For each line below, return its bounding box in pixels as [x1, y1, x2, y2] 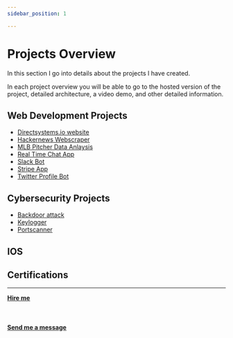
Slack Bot [17, 157, 45, 166]
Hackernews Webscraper [17, 136, 90, 144]
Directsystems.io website [17, 128, 89, 136]
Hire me [7, 294, 31, 302]
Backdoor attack [17, 211, 64, 219]
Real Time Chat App [17, 150, 75, 159]
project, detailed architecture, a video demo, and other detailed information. [7, 89, 224, 98]
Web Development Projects [7, 109, 128, 121]
